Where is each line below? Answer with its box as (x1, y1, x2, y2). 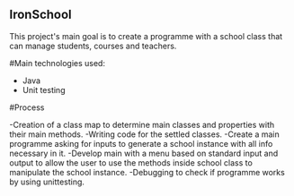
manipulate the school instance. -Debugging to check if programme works (9, 166, 285, 177)
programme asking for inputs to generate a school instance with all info (9, 138, 273, 149)
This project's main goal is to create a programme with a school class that (9, 30, 283, 41)
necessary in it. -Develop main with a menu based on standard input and (9, 148, 279, 158)
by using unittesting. (9, 176, 85, 187)
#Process (9, 102, 45, 113)
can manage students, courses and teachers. (9, 40, 177, 51)
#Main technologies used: (9, 57, 106, 68)
